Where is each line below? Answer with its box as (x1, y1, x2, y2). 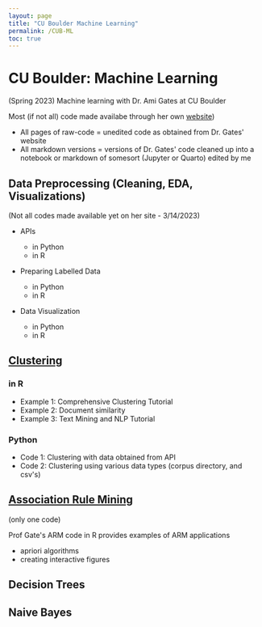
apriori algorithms (19, 545, 79, 555)
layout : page (8, 11, 52, 20)
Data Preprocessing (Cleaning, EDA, (8, 176, 193, 190)
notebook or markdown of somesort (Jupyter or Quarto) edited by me (19, 153, 252, 163)
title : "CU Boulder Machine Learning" (8, 19, 139, 28)
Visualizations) (8, 189, 86, 203)
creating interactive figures (19, 554, 110, 564)
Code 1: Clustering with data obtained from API (19, 452, 176, 462)
